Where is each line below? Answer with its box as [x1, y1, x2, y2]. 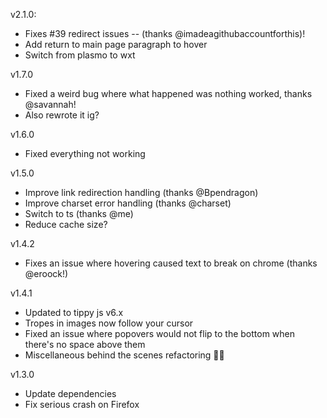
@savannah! [24, 99, 77, 110]
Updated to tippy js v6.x [24, 307, 124, 318]
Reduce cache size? [24, 219, 108, 230]
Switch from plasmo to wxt [24, 49, 136, 61]
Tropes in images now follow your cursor [24, 317, 194, 329]
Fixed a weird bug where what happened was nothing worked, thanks [24, 88, 313, 99]
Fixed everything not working [24, 148, 146, 159]
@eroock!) [24, 268, 69, 279]
